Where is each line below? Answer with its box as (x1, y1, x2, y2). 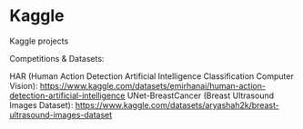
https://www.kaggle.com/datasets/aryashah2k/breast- (75, 99, 279, 110)
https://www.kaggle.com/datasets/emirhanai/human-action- (39, 80, 267, 91)
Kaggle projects (9, 35, 69, 46)
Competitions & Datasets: (9, 53, 105, 64)
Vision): (9, 80, 38, 91)
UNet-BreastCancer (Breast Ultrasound (126, 90, 275, 101)
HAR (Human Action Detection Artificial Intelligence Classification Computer (9, 70, 294, 82)
